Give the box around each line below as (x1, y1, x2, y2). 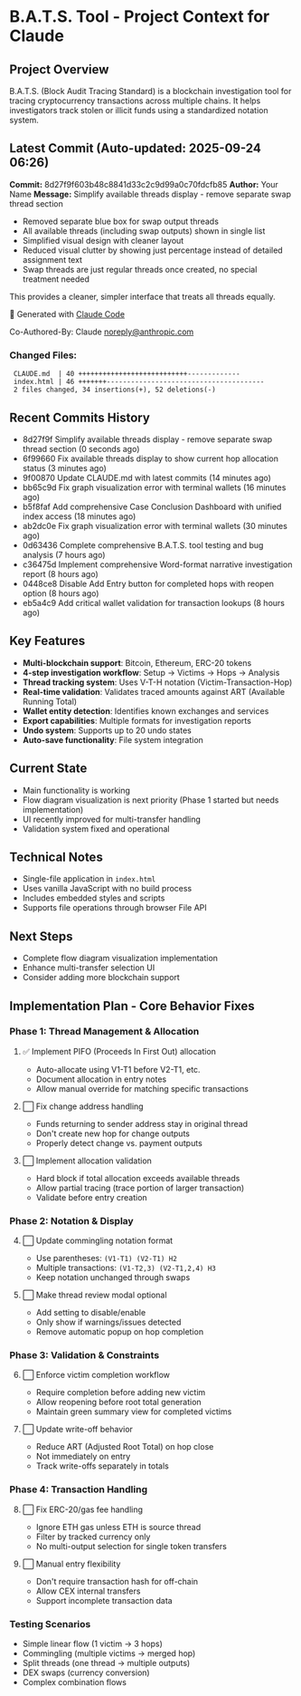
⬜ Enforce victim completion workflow (22, 1370, 170, 1381)
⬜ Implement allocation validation (22, 1155, 152, 1166)
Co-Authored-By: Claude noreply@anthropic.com (9, 326, 194, 337)
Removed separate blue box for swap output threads (22, 216, 220, 226)
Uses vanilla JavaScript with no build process (22, 883, 193, 894)
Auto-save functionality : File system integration (22, 734, 203, 745)
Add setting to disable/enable (35, 1307, 146, 1318)
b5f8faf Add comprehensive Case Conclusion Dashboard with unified (22, 501, 282, 512)
